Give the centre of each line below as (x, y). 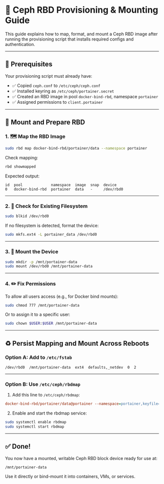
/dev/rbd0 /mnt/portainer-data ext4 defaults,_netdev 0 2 (71, 368)
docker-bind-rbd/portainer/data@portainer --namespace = (63, 404)
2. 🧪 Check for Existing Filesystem (46, 206)
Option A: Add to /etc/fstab (39, 357)
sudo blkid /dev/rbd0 (27, 216)
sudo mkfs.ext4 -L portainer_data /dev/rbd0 (51, 235)
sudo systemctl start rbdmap (35, 427)
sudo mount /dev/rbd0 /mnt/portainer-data (49, 266)
